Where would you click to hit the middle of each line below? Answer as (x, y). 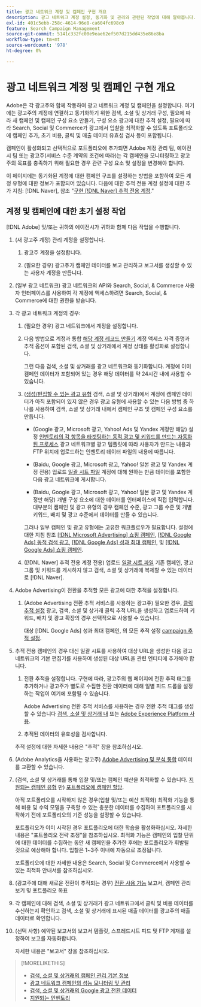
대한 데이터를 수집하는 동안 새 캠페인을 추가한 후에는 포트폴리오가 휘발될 (105, 842)
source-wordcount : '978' (37, 46)
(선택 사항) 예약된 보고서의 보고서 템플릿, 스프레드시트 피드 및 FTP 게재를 (100, 931)
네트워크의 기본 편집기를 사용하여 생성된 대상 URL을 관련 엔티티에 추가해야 (101, 658)
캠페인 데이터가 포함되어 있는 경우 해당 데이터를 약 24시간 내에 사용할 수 (107, 374)
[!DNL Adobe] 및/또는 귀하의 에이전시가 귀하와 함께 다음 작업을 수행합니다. (93, 227)
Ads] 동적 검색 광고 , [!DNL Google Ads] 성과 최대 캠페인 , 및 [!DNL (102, 542)
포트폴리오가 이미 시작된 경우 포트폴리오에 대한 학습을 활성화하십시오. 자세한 (103, 827)
